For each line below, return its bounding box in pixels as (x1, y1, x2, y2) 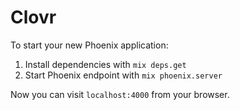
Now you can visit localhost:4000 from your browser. (10, 88, 230, 100)
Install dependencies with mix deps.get (24, 58, 187, 70)
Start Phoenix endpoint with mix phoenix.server (24, 69, 223, 81)
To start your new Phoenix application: (10, 39, 169, 51)
